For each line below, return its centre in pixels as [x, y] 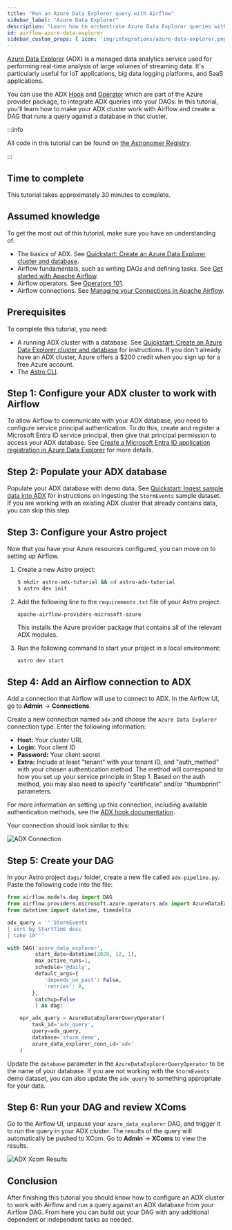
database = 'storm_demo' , [66, 1037]
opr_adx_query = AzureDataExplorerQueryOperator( [93, 1018]
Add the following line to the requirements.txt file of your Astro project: [119, 602]
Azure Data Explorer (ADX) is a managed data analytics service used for [109, 59]
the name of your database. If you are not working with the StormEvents [109, 1070]
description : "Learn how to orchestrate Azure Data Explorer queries [109, 26]
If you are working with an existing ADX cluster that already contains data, [112, 503]
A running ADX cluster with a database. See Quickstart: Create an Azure [119, 342]
